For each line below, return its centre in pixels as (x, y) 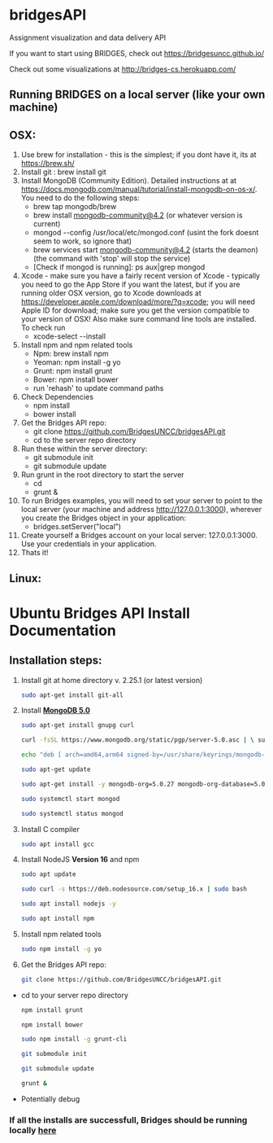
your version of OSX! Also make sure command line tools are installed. (139, 319)
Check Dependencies (57, 397)
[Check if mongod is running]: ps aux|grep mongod (119, 267)
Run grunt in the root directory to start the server (103, 475)
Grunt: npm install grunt (73, 371)
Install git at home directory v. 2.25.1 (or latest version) (112, 680)
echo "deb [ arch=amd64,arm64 (72, 755)
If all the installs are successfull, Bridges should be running (128, 1119)
